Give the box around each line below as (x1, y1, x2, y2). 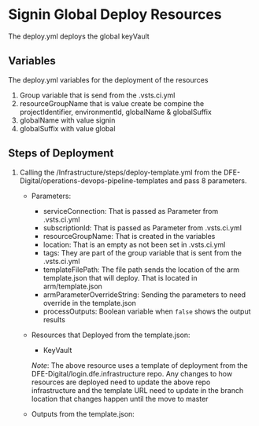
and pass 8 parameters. (169, 175, 247, 185)
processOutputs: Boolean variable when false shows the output (43, 307, 251, 316)
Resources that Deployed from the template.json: (31, 330, 191, 340)
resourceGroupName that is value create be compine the (19, 98, 205, 108)
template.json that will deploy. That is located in (43, 273, 198, 282)
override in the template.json (43, 298, 136, 307)
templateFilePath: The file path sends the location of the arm (43, 265, 240, 274)
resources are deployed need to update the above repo (31, 377, 211, 387)
